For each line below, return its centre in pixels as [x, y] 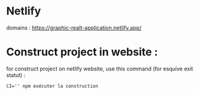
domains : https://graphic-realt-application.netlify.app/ [74, 28]
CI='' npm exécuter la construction [52, 86]
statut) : [16, 75]
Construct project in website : [82, 52]
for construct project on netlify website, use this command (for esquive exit [100, 69]
